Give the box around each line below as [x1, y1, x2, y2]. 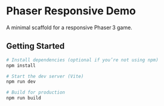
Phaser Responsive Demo [6, 4, 136, 18]
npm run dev [6, 79, 36, 85]
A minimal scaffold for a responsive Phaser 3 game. [6, 24, 132, 31]
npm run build [6, 95, 42, 101]
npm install [6, 63, 36, 68]
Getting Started [6, 41, 65, 51]
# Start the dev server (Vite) [6, 73, 84, 79]
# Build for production [6, 89, 66, 96]
